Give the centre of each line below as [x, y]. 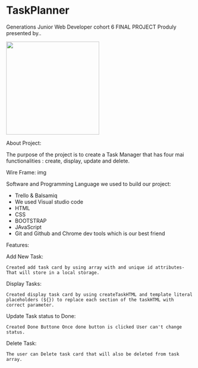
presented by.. [24, 33]
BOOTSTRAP [31, 220]
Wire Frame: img [26, 172]
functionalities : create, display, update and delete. [68, 161]
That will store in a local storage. [53, 272]
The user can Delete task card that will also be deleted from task [93, 354]
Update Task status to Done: [41, 316]
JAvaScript [28, 227]
